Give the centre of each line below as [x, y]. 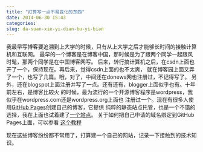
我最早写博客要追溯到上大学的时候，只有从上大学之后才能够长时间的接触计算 [101, 47]
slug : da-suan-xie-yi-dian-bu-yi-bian [55, 29]
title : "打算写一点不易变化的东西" [46, 12]
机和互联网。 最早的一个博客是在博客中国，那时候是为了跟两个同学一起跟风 [100, 55]
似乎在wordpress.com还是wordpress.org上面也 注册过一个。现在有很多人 [98, 100]
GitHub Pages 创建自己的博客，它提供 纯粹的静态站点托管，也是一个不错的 [104, 107]
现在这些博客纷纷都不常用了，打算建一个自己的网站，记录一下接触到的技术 [99, 135]
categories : [21, 23]
